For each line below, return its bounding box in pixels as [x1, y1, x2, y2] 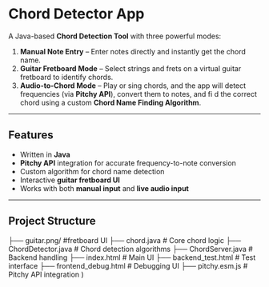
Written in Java [19, 149, 70, 159]
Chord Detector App [8, 5, 145, 23]
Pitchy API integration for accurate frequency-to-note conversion [19, 157, 236, 168]
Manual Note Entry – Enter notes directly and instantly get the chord [19, 46, 247, 56]
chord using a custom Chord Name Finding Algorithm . [19, 98, 202, 107]
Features [8, 129, 54, 142]
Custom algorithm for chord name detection [19, 166, 165, 176]
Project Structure [8, 214, 96, 228]
